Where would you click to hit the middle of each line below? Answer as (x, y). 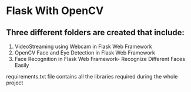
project (15, 83)
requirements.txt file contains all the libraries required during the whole (92, 76)
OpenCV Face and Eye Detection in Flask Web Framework (85, 53)
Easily (22, 65)
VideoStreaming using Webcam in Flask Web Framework (83, 46)
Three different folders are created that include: (95, 33)
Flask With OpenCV (55, 11)
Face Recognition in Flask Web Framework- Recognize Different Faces (100, 59)
